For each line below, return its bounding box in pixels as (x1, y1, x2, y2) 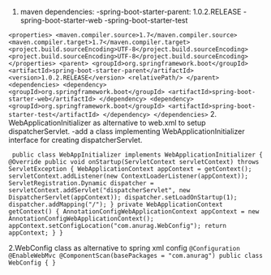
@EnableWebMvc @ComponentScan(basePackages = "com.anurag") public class (8, 251, 264, 260)
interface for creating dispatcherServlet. (8, 135, 143, 144)
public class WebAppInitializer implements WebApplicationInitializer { (11, 151, 264, 159)
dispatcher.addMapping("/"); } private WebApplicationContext (8, 200, 223, 208)
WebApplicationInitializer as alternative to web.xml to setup (8, 118, 206, 127)
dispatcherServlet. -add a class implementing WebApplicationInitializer (8, 127, 245, 136)
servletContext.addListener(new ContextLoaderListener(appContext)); (8, 172, 249, 180)
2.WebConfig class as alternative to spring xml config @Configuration (8, 243, 241, 252)
